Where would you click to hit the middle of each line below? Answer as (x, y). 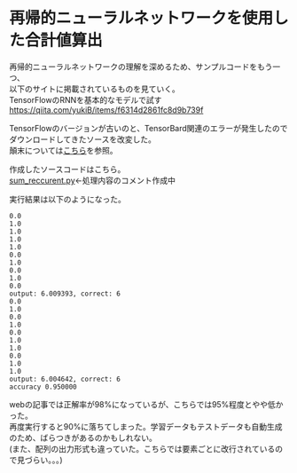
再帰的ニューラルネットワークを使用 (141, 18)
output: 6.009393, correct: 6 (65, 294)
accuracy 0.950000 (43, 387)
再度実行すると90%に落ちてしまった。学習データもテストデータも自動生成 (146, 426)
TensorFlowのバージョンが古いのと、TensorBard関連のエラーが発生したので (148, 128)
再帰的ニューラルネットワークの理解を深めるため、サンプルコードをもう (141, 67)
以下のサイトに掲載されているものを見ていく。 (94, 89)
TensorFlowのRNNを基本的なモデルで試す (86, 99)
